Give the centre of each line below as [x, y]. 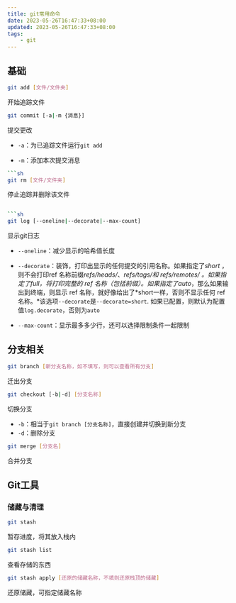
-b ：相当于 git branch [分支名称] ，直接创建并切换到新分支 [102, 424]
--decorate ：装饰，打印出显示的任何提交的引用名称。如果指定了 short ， [123, 266]
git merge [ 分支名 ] [34, 446]
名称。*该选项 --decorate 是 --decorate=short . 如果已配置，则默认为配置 [121, 301]
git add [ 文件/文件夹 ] [38, 87]
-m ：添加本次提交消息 [49, 160]
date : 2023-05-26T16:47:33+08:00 [57, 21]
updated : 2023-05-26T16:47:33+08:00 [61, 27]
